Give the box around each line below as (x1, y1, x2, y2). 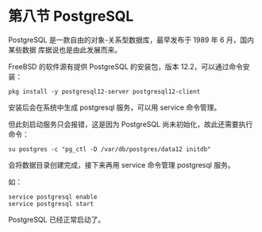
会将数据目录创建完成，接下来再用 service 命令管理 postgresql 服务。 (8, 160, 236, 169)
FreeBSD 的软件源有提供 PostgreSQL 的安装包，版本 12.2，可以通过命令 (8, 61, 244, 72)
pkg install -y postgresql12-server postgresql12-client (8, 87, 201, 95)
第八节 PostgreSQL (8, 7, 134, 25)
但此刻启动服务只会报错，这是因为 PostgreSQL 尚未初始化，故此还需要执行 (8, 119, 253, 129)
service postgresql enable (8, 192, 98, 201)
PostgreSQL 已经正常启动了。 (8, 215, 106, 224)
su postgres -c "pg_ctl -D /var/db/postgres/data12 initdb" (8, 145, 212, 153)
